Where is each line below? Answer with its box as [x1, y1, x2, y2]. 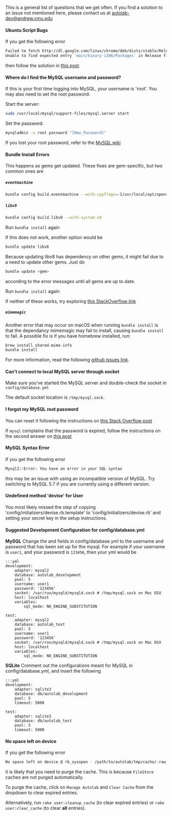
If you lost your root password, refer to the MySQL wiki [5, 139, 121, 145]
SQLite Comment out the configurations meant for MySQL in [5, 662, 133, 669]
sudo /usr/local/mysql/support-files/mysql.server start [5, 111, 130, 116]
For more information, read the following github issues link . [5, 357, 130, 363]
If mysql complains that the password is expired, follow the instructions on [5, 428, 161, 434]
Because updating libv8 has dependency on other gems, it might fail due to [5, 253, 164, 259]
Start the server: [5, 101, 40, 107]
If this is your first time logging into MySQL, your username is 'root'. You [5, 86, 157, 92]
